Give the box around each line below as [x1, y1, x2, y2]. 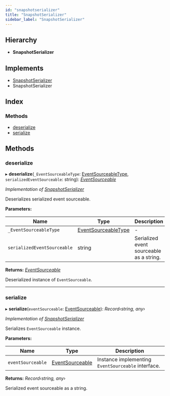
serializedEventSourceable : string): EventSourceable [5, 176, 116, 183]
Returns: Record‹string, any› [5, 375, 66, 381]
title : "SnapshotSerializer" [5, 12, 67, 17]
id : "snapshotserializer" [5, 7, 60, 13]
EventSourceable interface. [97, 362, 160, 369]
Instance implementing [97, 356, 152, 363]
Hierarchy [5, 36, 37, 44]
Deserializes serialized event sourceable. [5, 196, 91, 202]
